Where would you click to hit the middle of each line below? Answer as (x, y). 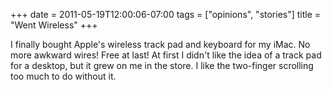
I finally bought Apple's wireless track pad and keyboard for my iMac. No (160, 44)
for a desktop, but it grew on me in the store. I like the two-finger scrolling (162, 65)
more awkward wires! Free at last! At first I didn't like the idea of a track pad (166, 55)
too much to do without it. (63, 76)
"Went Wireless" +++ (54, 25)
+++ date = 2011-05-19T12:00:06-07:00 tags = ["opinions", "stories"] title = (166, 14)
